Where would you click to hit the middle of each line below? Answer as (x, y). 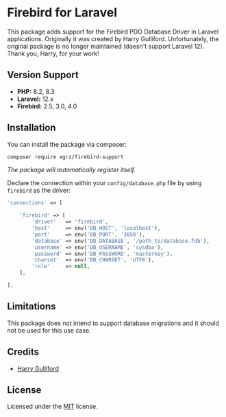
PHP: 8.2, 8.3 (36, 91)
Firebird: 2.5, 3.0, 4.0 (47, 106)
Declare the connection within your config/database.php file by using (104, 183)
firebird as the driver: (39, 191)
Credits (23, 352)
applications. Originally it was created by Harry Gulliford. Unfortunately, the (113, 38)
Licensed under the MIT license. (52, 407)
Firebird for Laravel (62, 13)
